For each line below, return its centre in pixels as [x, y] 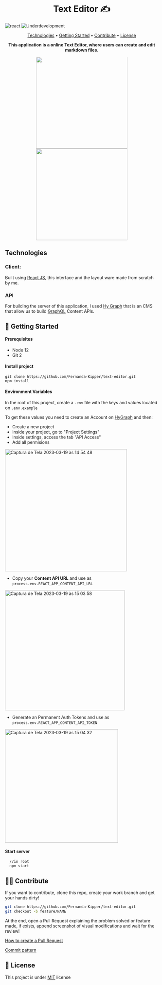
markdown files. [82, 50]
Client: [13, 267]
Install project [19, 366]
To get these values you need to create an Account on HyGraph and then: [79, 417]
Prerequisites [19, 339]
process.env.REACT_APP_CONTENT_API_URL [53, 584]
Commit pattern [21, 950]
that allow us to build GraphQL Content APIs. [50, 311]
